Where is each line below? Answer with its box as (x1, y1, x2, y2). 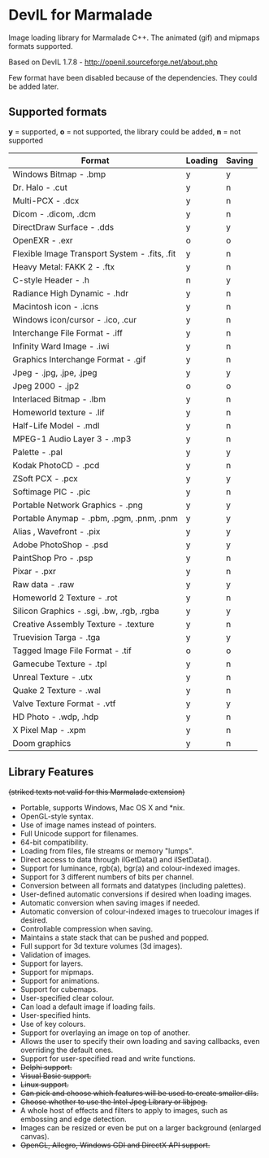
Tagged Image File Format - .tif (12, 645, 132, 656)
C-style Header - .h (12, 274, 89, 286)
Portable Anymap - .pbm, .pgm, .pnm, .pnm (12, 512, 179, 524)
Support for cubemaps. (20, 984, 99, 994)
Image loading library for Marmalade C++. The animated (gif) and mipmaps (8, 33, 260, 42)
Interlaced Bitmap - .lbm (12, 393, 106, 405)
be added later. (8, 81, 59, 91)
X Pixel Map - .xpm (12, 724, 87, 735)
